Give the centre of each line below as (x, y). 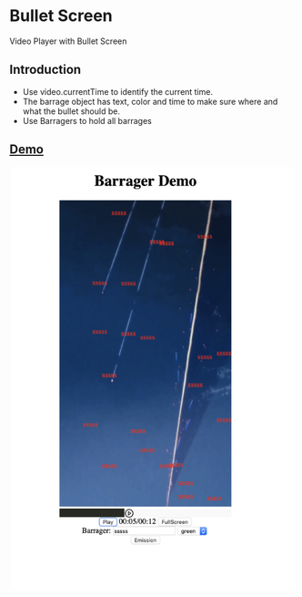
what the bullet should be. (71, 111)
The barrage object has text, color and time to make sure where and (150, 101)
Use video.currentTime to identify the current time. (118, 91)
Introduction (45, 70)
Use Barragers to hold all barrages (87, 120)
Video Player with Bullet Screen (68, 41)
